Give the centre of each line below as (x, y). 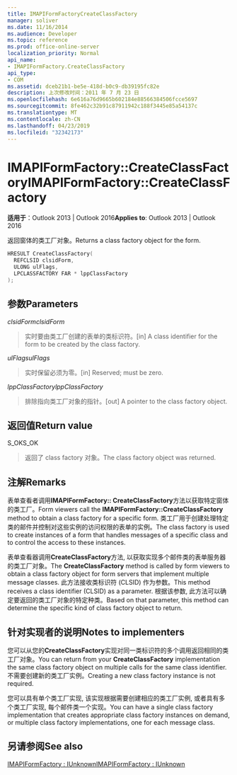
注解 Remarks (37, 482)
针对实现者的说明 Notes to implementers (96, 632)
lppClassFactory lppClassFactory (56, 386)
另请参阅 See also (45, 746)
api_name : (22, 60)
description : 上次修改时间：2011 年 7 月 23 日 (73, 93)
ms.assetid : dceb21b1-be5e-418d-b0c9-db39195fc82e (83, 86)
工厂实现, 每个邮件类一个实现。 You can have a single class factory (116, 707)
